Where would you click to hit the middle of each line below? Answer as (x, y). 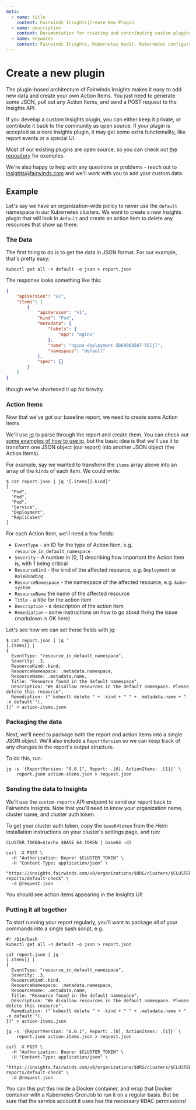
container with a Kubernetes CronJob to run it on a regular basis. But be (92, 1094)
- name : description (36, 28)
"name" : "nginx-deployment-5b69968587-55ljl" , (105, 345)
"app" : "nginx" (76, 334)
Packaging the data (34, 722)
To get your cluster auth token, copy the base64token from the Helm (87, 825)
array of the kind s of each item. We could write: (63, 471)
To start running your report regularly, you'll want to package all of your (92, 922)
